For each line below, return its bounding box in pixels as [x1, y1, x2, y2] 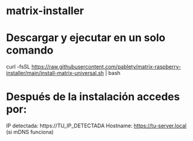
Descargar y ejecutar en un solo [6, 31, 166, 45]
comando [6, 44, 54, 57]
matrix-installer [6, 4, 84, 18]
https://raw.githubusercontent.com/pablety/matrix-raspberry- [31, 63, 181, 70]
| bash [105, 70, 121, 77]
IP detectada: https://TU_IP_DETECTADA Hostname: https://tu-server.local [6, 122, 187, 129]
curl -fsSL [6, 63, 31, 70]
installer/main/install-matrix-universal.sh [6, 70, 104, 77]
